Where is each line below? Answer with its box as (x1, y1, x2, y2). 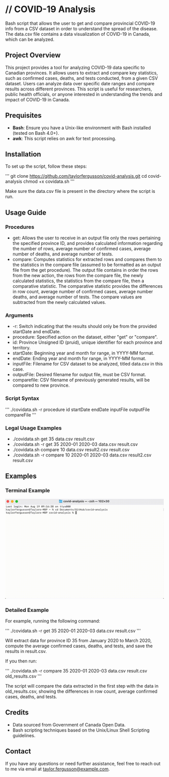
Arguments (5, 312, 34, 319)
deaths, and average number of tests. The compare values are (12, 294, 142, 300)
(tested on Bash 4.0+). (12, 130, 59, 136)
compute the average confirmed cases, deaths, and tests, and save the (5, 643, 153, 649)
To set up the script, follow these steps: (5, 163, 87, 170)
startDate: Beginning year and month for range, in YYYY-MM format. (12, 350, 154, 356)
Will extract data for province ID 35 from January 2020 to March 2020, (5, 637, 152, 643)
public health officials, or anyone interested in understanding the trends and (5, 91, 162, 97)
